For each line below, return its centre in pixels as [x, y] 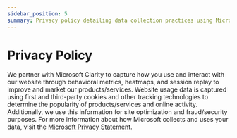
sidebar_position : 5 [38, 14]
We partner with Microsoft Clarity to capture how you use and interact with [116, 75]
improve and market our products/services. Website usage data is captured [117, 89]
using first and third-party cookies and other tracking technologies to [108, 97]
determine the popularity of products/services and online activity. [103, 105]
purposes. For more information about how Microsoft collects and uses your [118, 120]
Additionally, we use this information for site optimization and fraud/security [117, 112]
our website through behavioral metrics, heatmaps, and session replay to [113, 82]
